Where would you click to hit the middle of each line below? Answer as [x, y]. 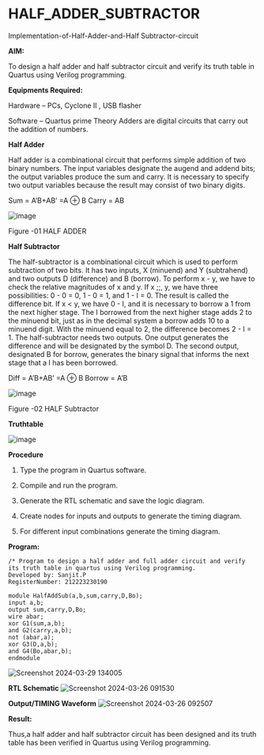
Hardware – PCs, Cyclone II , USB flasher [75, 105]
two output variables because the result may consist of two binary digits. [127, 185]
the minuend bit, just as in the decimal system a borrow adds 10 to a [119, 321]
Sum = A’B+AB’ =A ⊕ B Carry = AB [66, 200]
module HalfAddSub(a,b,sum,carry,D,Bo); [76, 596]
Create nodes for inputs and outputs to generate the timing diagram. [131, 516]
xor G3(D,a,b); [33, 644]
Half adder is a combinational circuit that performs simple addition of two [127, 160]
